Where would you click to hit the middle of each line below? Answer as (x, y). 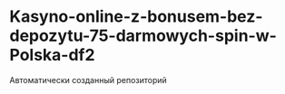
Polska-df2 (52, 55)
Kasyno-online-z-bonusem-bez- (136, 17)
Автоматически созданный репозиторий (88, 80)
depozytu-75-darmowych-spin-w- (143, 36)
